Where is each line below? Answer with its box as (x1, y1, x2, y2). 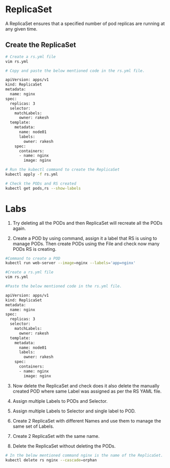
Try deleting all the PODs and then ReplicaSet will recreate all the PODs (12, 220, 163, 226)
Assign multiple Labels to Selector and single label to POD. (12, 408, 136, 414)
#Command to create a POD (5, 256, 60, 261)
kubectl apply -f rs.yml (5, 172, 58, 177)
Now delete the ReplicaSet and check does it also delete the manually (12, 382, 160, 388)
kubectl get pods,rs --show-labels (5, 186, 81, 191)
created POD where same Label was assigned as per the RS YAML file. (12, 388, 162, 394)
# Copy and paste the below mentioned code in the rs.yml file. (5, 68, 145, 73)
